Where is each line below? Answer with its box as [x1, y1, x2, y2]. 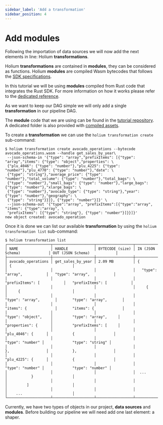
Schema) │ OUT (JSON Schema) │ [5, 251, 118, 256]
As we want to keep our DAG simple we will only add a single [5, 103, 127, 109]
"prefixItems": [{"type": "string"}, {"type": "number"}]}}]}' [7, 210, 138, 216]
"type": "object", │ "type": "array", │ [5, 314, 120, 319]
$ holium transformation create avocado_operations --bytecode [5, 147, 136, 151]
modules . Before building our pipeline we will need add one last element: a [5, 409, 155, 415]
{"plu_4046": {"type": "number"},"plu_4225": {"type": [7, 164, 120, 168]
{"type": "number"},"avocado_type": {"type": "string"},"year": [7, 189, 140, 194]
